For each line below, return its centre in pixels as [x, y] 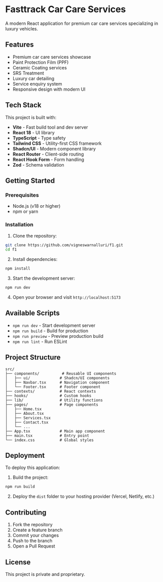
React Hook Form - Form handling [48, 159]
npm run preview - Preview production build [58, 336]
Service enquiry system [37, 84]
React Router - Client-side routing [48, 154]
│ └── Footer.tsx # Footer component [53, 387]
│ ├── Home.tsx [24, 409]
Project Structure [33, 357]
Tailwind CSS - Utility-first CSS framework [57, 143]
